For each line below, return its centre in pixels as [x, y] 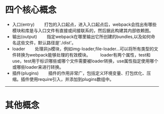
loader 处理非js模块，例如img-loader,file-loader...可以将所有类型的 [83, 49]
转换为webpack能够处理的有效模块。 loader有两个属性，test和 [83, 55]
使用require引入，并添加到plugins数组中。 [72, 79]
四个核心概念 [31, 10]
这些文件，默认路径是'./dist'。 [46, 42]
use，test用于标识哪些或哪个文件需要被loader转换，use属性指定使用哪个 [85, 61]
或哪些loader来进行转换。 [38, 67]
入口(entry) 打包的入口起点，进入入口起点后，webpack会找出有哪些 [84, 24]
